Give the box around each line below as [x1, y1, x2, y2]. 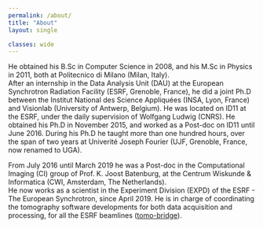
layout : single [8, 26, 58, 34]
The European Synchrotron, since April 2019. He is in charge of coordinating [8, 194, 255, 204]
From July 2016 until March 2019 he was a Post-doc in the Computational [8, 160, 245, 170]
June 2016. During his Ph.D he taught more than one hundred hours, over [8, 129, 246, 138]
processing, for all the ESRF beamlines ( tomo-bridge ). [8, 211, 182, 220]
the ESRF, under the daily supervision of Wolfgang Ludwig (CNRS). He [8, 112, 236, 122]
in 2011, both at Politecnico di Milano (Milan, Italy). [8, 70, 170, 79]
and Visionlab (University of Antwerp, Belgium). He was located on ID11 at [8, 104, 247, 113]
